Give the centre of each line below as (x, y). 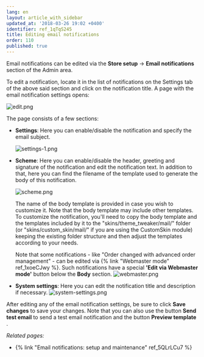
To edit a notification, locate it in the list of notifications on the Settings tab (100, 82)
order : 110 (20, 40)
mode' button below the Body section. (64, 274)
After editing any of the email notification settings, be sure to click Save (96, 304)
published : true (27, 46)
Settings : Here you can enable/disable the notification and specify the (103, 130)
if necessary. (31, 292)
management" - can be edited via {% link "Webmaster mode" (92, 261)
